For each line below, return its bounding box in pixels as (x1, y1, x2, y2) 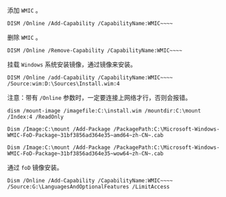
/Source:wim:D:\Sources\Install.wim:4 (7, 80, 120, 87)
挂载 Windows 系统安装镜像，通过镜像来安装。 (7, 60, 137, 68)
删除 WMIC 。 (7, 34, 42, 41)
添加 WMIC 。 (7, 6, 42, 14)
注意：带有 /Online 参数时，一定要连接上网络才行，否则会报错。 (7, 94, 192, 101)
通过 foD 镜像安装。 (7, 163, 63, 171)
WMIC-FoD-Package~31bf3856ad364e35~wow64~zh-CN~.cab (7, 150, 164, 157)
